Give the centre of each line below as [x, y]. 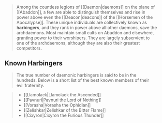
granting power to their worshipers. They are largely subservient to [83, 38]
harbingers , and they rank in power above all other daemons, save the [87, 28]
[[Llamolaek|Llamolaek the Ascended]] [62, 94]
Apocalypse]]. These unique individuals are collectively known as [81, 22]
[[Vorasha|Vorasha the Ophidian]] [57, 105]
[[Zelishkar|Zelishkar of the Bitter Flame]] [65, 110]
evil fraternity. [30, 85]
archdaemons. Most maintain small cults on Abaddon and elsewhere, [85, 33]
